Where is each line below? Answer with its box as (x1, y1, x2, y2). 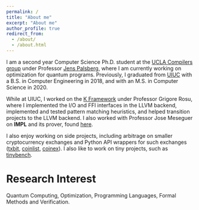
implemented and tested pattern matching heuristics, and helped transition (6, 108, 190, 115)
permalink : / (6, 8, 39, 15)
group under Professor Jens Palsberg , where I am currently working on (6, 64, 182, 72)
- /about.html (11, 42, 47, 48)
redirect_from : (6, 31, 44, 37)
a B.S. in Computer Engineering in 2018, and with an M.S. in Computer (6, 77, 179, 84)
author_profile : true (6, 25, 60, 32)
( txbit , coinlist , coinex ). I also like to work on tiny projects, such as (6, 144, 169, 152)
